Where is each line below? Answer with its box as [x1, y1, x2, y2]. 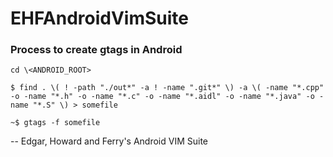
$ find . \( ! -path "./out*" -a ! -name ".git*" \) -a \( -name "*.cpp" [10, 83, 325, 93]
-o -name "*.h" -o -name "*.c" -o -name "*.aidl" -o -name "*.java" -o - [10, 92, 325, 102]
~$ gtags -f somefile [10, 118, 101, 128]
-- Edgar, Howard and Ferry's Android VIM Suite [10, 135, 209, 147]
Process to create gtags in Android [10, 43, 183, 57]
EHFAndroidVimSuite [10, 7, 189, 30]
